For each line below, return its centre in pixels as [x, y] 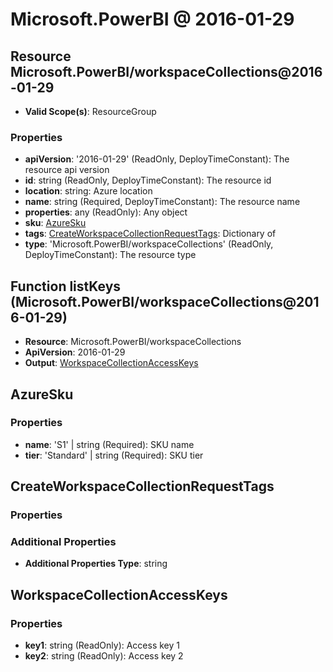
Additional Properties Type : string [96, 564]
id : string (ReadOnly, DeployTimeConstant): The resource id [148, 180]
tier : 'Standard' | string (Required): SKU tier [114, 455]
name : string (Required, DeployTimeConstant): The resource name [162, 202]
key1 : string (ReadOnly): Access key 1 [102, 645]
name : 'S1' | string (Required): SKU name [109, 444]
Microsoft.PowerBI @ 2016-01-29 [152, 19]
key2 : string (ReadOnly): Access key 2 [104, 656]
